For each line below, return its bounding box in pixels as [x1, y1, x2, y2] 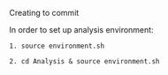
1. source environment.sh [9, 41, 104, 50]
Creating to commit [9, 8, 80, 18]
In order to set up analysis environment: [9, 25, 154, 34]
